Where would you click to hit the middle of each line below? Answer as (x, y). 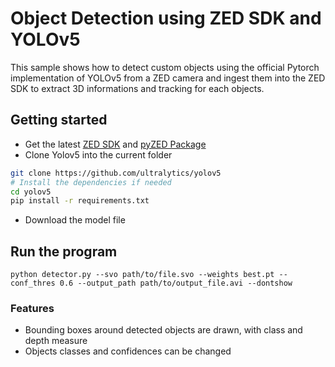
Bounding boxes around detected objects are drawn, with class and (163, 330)
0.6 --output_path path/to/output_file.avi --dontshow (176, 283)
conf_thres (33, 283)
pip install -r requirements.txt (80, 201)
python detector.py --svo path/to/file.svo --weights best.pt (142, 275)
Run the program (64, 251)
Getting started (59, 120)
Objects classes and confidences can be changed (128, 351)
